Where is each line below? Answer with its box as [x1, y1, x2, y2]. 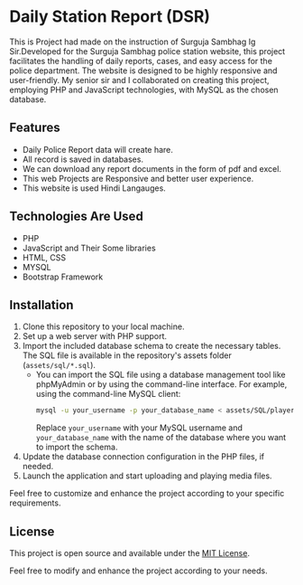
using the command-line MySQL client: [35, 389, 181, 400]
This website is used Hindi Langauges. [22, 183, 167, 193]
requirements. [9, 497, 61, 508]
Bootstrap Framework [22, 271, 104, 282]
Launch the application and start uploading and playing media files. [22, 470, 272, 481]
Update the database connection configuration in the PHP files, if [22, 451, 265, 462]
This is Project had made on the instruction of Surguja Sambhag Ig [9, 36, 256, 47]
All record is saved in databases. [22, 154, 144, 165]
